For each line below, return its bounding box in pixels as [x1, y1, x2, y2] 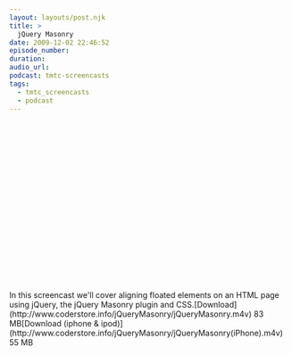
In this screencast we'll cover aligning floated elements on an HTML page [9, 290, 279, 301]
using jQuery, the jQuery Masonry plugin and [9, 300, 174, 310]
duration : [9, 54, 46, 63]
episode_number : [9, 46, 70, 55]
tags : [9, 79, 29, 88]
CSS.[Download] [175, 300, 238, 310]
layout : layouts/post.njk [9, 12, 105, 22]
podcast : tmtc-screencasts [9, 71, 110, 80]
